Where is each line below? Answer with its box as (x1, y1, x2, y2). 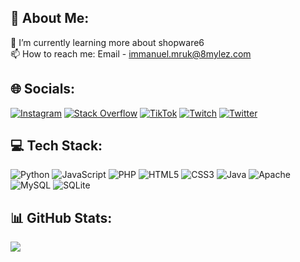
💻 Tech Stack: (10, 137, 103, 155)
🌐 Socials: (10, 81, 76, 98)
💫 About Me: (10, 10, 90, 27)
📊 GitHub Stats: (10, 209, 113, 226)
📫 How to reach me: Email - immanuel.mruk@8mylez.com (10, 47, 252, 60)
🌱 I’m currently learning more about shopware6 (10, 36, 205, 48)
